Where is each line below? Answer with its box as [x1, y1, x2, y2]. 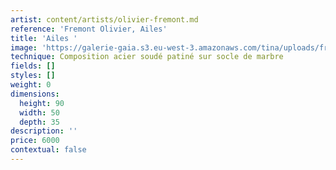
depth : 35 [19, 117, 60, 127]
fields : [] [10, 61, 56, 71]
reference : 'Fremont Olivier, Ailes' [10, 24, 168, 34]
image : [10, 42, 38, 53]
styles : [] [10, 71, 56, 81]
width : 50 [19, 107, 60, 118]
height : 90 [19, 98, 65, 108]
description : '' [10, 126, 78, 136]
